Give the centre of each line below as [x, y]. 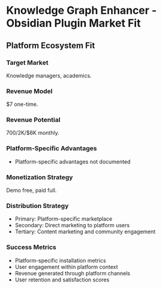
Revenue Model [29, 91]
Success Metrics [31, 247]
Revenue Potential [33, 120]
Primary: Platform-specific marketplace [64, 219]
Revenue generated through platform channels [73, 273]
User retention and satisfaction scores [62, 280]
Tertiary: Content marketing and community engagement [85, 231]
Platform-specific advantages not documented [73, 161]
